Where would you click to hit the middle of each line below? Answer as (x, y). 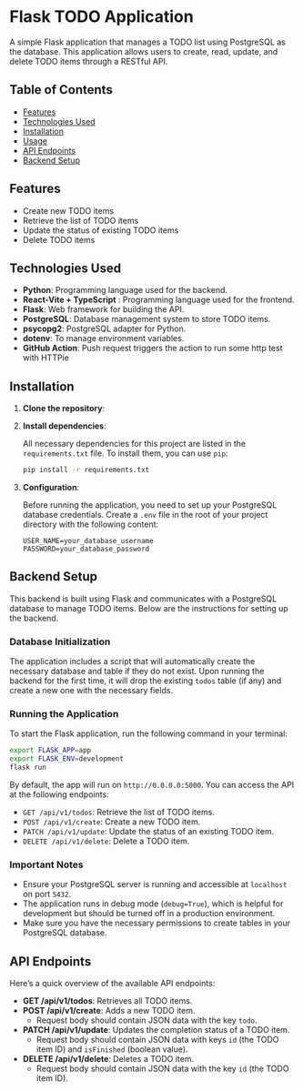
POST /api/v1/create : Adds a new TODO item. (109, 1011)
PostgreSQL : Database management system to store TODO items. (146, 319)
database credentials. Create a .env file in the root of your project (145, 515)
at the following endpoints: (59, 794)
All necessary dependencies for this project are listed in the (134, 444)
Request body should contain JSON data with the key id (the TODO (162, 1069)
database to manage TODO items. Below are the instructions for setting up (149, 608)
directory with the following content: (91, 524)
